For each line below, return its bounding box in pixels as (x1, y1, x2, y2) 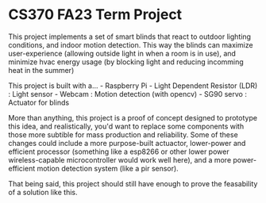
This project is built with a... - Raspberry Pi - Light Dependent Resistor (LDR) (8, 81, 258, 90)
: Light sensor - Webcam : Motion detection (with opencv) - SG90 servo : (8, 89, 248, 98)
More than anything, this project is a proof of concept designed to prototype (8, 113, 258, 122)
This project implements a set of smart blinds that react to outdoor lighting (8, 32, 252, 41)
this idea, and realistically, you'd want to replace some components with (8, 121, 245, 131)
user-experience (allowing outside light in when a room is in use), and (8, 48, 237, 58)
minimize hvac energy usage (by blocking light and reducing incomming (8, 57, 244, 67)
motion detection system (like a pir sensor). (37, 163, 179, 173)
